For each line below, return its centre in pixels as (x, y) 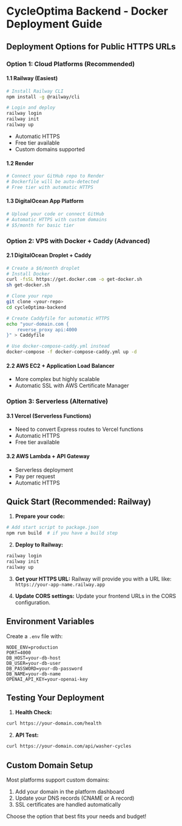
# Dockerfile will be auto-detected (52, 182)
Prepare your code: (40, 516)
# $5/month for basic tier (40, 225)
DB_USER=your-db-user (34, 663)
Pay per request (35, 476)
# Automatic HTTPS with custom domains (57, 219)
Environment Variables (50, 621)
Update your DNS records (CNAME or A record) (75, 798)
